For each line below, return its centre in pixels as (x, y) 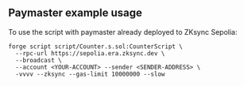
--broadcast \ (39, 60)
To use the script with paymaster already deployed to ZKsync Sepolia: (123, 32)
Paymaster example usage (76, 13)
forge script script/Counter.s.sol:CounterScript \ (95, 47)
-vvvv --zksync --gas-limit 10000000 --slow (90, 74)
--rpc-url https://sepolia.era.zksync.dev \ (90, 53)
